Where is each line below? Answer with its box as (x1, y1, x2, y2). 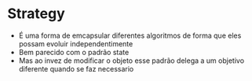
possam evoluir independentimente (18, 39, 133, 48)
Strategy (7, 5, 66, 23)
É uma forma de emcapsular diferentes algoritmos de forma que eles (18, 31, 242, 40)
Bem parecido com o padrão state (18, 47, 130, 57)
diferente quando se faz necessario (18, 64, 134, 73)
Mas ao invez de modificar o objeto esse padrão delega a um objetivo (18, 56, 245, 65)
